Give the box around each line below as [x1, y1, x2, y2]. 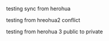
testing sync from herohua [6, 5, 71, 12]
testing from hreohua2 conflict [6, 17, 81, 23]
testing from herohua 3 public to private [6, 28, 103, 35]
